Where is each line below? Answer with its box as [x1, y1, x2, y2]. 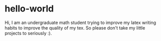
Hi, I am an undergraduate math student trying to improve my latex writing [4, 19, 157, 25]
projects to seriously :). [4, 30, 52, 36]
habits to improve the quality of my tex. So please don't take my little [4, 24, 146, 30]
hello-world [4, 3, 54, 14]
